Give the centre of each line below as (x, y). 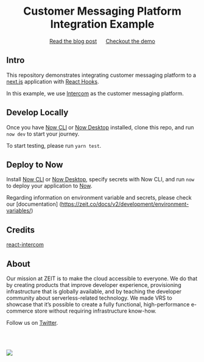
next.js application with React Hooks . (53, 81)
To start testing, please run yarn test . (54, 145)
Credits (21, 230)
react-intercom (25, 245)
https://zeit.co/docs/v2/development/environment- (125, 204)
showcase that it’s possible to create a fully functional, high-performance (98, 304)
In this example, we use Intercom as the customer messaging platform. (95, 93)
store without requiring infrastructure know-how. (95, 311)
